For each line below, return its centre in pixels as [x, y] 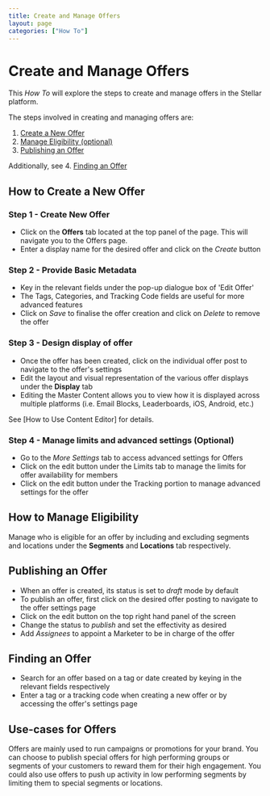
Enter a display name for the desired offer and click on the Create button [140, 249]
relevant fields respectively [65, 687]
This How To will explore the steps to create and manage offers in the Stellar [135, 93]
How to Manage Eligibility [74, 518]
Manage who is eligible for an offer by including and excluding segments [129, 537]
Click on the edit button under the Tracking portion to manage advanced [140, 483]
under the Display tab [56, 386]
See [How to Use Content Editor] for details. [81, 419]
